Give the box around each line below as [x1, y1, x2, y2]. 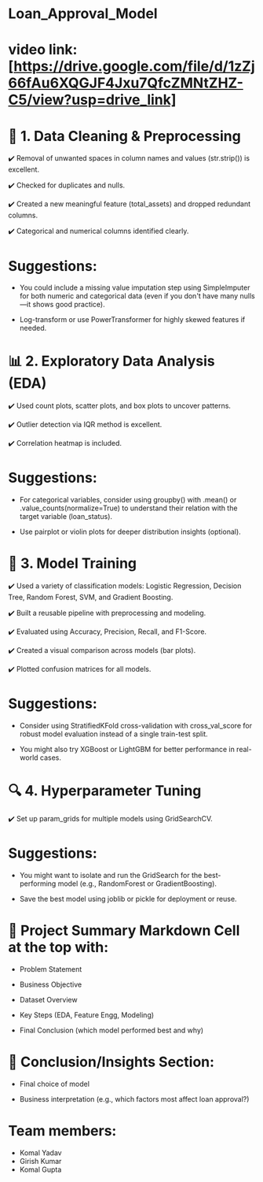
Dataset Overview [19, 995, 78, 1004]
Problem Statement [19, 964, 82, 973]
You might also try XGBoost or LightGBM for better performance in [19, 745, 236, 754]
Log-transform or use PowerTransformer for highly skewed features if [19, 315, 246, 324]
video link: [8, 41, 78, 59]
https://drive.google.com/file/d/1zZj [13, 57, 255, 76]
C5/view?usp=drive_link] [8, 91, 177, 109]
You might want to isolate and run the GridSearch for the [19, 870, 203, 880]
